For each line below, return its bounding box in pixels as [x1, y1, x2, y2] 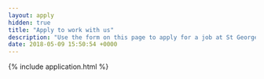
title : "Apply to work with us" [8, 26, 114, 34]
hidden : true [8, 19, 51, 27]
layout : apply [8, 11, 55, 20]
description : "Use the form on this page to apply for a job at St [8, 33, 234, 41]
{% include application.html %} [8, 62, 109, 71]
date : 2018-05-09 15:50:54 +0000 [8, 41, 118, 48]
